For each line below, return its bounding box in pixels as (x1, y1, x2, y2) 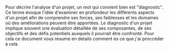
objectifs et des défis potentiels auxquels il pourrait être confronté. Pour (5, 31, 154, 36)
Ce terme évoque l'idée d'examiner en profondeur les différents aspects (5, 9, 155, 15)
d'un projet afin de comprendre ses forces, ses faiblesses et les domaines (5, 15, 159, 20)
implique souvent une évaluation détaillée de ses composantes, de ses (5, 25, 152, 31)
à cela (5, 41, 18, 47)
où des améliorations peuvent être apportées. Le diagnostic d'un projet (5, 20, 152, 26)
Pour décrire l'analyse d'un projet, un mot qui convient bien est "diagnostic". (5, 4, 163, 10)
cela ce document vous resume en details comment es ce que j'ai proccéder (5, 36, 164, 42)
